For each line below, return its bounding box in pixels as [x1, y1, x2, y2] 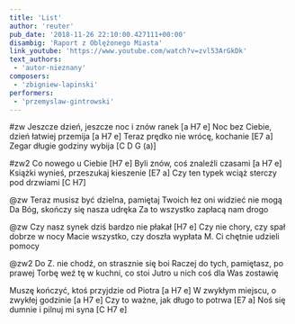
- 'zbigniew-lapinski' [13, 80, 99, 89]
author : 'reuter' [9, 22, 75, 31]
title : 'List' [9, 13, 63, 22]
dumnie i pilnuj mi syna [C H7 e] [9, 304, 128, 315]
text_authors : [9, 55, 63, 64]
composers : [9, 72, 50, 81]
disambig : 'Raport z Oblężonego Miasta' [9, 38, 164, 48]
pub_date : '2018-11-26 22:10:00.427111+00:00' [9, 30, 187, 39]
